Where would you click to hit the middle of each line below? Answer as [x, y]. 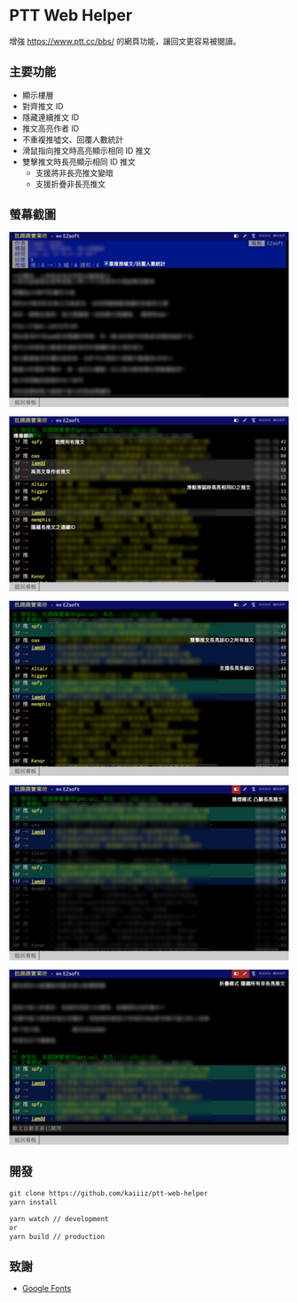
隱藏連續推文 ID [51, 117]
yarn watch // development [59, 1219]
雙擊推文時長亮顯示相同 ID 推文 [78, 162]
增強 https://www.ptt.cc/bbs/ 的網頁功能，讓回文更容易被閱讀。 [125, 41]
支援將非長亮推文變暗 [74, 172]
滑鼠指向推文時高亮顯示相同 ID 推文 [86, 150]
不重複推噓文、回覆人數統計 [73, 140]
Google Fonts [47, 1289]
